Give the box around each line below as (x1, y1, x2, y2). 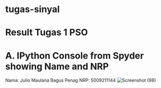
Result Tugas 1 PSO (5, 27, 88, 38)
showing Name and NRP (5, 61, 109, 72)
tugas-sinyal (5, 4, 60, 15)
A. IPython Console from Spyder (5, 50, 144, 61)
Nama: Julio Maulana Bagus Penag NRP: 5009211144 (5, 77, 116, 83)
